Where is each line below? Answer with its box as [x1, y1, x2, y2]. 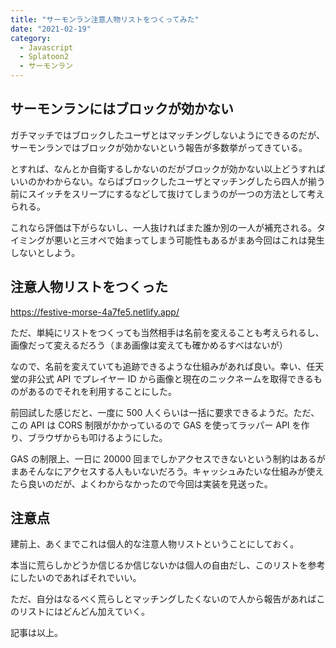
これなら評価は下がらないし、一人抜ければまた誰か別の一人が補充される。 [10, 221, 317, 233]
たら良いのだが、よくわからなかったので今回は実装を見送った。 [10, 477, 273, 490]
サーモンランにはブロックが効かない [10, 101, 234, 118]
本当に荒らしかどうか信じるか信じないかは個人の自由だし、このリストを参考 [10, 559, 326, 571]
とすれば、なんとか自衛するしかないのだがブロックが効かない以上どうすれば [10, 162, 326, 175]
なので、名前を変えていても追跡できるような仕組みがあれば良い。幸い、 [10, 360, 307, 372]
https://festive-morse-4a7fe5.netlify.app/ [10, 306, 180, 318]
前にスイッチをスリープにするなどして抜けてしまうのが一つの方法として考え [10, 187, 325, 200]
